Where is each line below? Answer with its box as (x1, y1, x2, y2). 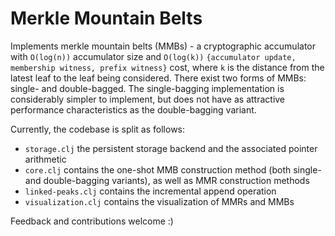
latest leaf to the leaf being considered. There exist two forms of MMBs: (10, 72, 307, 84)
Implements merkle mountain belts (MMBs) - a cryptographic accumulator (10, 40, 316, 52)
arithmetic (24, 153, 67, 165)
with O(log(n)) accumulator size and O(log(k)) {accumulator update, (10, 50, 297, 62)
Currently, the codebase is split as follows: (10, 123, 186, 135)
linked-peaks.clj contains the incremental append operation (24, 185, 277, 197)
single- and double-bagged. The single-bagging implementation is (10, 82, 285, 94)
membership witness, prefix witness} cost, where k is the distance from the (10, 61, 325, 73)
